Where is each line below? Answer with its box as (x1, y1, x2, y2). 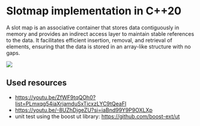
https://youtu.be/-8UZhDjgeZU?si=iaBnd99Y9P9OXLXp (14, 106, 153, 113)
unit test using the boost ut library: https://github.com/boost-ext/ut (14, 112, 180, 120)
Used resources (6, 78, 67, 88)
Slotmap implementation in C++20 (6, 4, 182, 18)
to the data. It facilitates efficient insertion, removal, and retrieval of (6, 36, 172, 44)
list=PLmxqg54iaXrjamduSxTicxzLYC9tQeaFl (14, 100, 127, 107)
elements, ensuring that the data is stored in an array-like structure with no (6, 43, 191, 50)
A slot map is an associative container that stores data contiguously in (6, 24, 180, 31)
